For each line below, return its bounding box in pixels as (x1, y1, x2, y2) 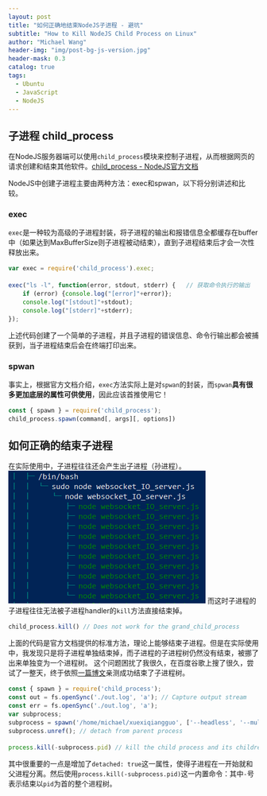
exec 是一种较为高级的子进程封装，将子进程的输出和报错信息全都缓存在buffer (8, 227, 258, 238)
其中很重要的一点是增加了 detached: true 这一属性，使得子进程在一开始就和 (8, 759, 253, 769)
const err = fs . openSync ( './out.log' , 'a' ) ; (8, 702, 158, 710)
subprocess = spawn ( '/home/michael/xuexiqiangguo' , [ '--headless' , (8, 718, 237, 727)
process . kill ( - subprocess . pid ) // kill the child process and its (8, 744, 233, 751)
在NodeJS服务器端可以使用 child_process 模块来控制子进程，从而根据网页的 (8, 152, 255, 161)
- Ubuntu (15, 80, 44, 87)
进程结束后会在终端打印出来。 (42, 340, 141, 350)
